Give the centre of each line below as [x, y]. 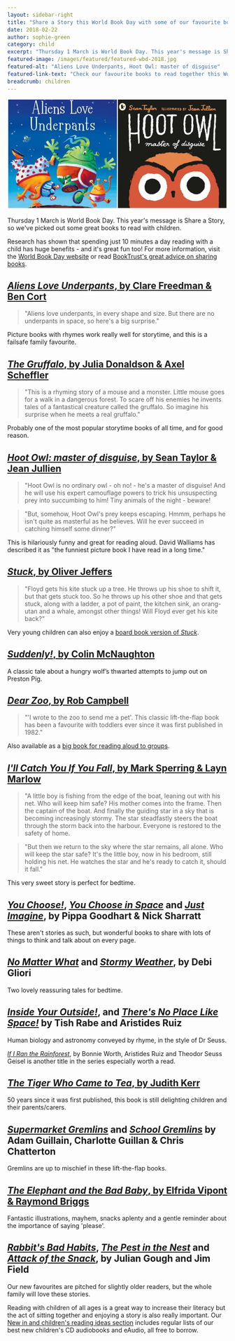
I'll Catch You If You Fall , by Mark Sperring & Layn [117, 768]
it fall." [34, 869]
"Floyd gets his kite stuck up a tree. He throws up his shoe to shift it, [123, 589]
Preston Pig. [25, 679]
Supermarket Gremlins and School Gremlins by [112, 1129]
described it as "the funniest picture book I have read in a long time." [106, 549]
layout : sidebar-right [40, 15]
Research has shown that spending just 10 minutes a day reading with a [110, 241]
